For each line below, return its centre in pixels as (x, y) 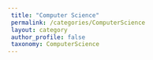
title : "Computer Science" (55, 15)
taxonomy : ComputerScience (55, 44)
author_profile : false (48, 37)
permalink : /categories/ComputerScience (78, 23)
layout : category (39, 30)
